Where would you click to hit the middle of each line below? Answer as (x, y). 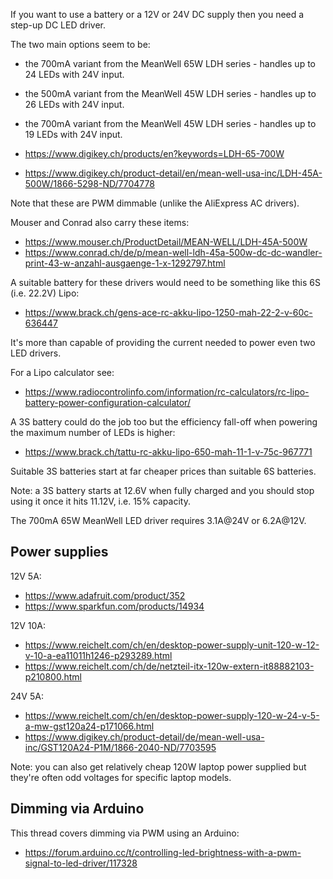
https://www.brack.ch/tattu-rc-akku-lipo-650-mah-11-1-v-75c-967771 (168, 452)
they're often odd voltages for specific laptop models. (121, 777)
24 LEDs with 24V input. (74, 74)
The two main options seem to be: (80, 44)
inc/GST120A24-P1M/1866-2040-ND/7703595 (120, 747)
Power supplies (59, 552)
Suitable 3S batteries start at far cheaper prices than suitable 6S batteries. (163, 471)
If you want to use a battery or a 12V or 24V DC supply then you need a (157, 14)
